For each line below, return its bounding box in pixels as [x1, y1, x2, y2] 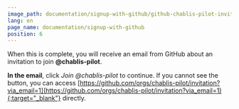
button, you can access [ [7, 79, 80, 88]
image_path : [7, 10, 43, 18]
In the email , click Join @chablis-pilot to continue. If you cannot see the [7, 71, 218, 80]
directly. [62, 94, 87, 103]
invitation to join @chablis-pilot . [7, 58, 102, 66]
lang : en [7, 17, 33, 24]
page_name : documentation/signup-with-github [7, 24, 144, 31]
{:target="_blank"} [7, 94, 61, 103]
